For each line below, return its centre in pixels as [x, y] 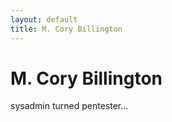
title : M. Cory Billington [66, 29]
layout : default [44, 19]
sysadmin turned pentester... [69, 106]
